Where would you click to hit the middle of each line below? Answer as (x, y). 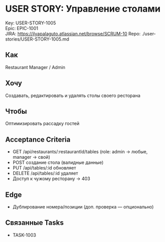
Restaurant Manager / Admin (35, 67)
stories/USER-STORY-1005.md (37, 39)
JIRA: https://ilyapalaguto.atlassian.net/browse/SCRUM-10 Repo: (73, 33)
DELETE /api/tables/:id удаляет (45, 174)
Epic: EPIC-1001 (22, 28)
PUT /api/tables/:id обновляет (44, 168)
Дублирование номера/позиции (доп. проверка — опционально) (83, 207)
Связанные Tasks (35, 223)
